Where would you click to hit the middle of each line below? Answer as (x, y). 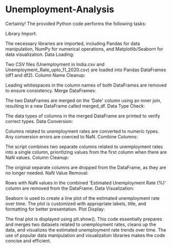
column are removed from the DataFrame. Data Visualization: (70, 188)
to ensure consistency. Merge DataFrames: (51, 90)
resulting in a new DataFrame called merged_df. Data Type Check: (75, 106)
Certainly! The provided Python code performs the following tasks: (76, 24)
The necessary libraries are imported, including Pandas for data (73, 43)
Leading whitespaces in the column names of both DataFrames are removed (86, 85)
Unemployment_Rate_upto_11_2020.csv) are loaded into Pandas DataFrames (86, 70)
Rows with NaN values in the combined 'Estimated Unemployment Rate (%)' (86, 182)
